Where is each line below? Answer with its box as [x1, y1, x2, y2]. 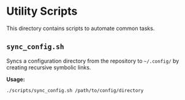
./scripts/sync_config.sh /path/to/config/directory [6, 87, 144, 93]
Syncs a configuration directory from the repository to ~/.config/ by [6, 57, 179, 64]
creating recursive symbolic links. [6, 63, 91, 71]
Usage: [6, 75, 26, 83]
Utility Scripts [6, 4, 78, 18]
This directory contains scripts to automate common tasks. [6, 25, 155, 32]
